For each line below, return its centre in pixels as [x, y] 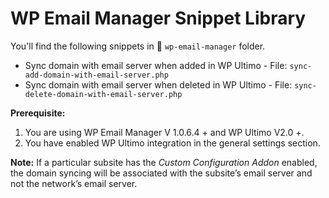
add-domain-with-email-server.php [96, 75]
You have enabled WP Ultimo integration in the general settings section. [172, 143]
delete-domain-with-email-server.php [103, 94]
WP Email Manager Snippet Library [158, 18]
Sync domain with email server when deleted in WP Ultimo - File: [158, 84]
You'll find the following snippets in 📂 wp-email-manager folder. [138, 46]
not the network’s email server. [74, 183]
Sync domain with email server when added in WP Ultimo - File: [156, 65]
